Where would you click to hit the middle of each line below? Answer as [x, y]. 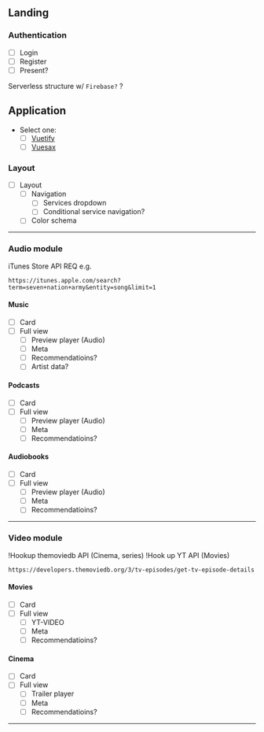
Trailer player [53, 694]
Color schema [54, 220]
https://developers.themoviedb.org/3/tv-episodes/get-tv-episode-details [132, 570]
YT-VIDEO [48, 622]
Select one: [38, 130]
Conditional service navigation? [94, 212]
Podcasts [24, 385]
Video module [35, 538]
